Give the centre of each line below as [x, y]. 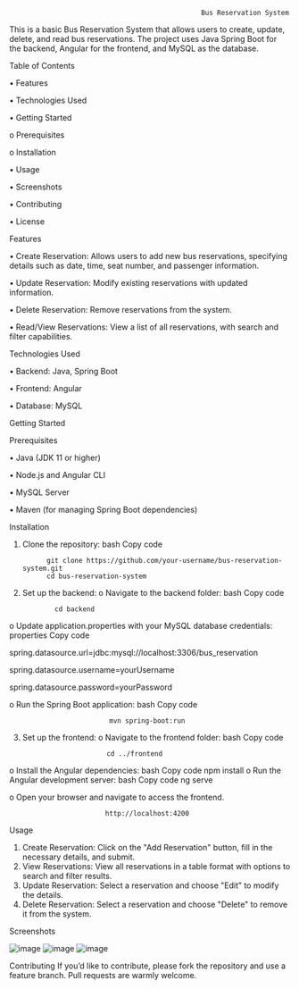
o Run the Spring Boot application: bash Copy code [104, 704]
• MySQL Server [39, 492]
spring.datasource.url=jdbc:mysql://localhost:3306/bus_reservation [134, 653]
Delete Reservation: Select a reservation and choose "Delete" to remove [155, 904]
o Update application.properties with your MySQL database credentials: [141, 626]
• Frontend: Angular [46, 388]
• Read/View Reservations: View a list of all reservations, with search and [144, 327]
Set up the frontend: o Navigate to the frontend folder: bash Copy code [153, 738]
